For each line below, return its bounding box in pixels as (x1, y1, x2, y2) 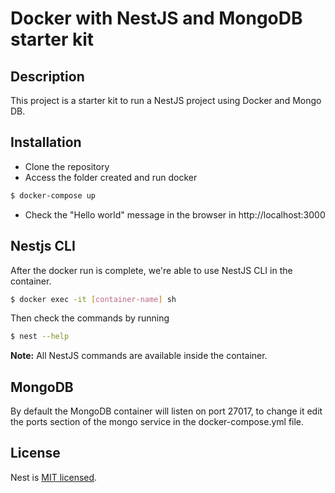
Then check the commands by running (10, 312, 170, 324)
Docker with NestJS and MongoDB (10, 7, 303, 30)
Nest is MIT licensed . (10, 471, 98, 483)
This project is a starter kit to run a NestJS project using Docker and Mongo (10, 95, 322, 106)
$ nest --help (10, 332, 70, 342)
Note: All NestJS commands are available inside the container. (10, 350, 268, 362)
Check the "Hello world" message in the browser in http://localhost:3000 (24, 208, 326, 221)
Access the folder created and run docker (24, 171, 198, 183)
